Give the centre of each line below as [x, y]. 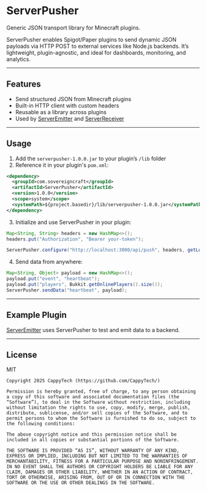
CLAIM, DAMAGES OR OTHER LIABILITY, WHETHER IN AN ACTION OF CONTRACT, [100, 472]
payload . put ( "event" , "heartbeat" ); [53, 279]
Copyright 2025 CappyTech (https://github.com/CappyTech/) [83, 381]
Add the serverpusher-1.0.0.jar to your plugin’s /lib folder [91, 158]
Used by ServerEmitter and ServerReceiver [70, 118]
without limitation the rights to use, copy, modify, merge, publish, [98, 408]
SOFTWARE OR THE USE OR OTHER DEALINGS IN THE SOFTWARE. [81, 483]
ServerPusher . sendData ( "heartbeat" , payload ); [67, 290]
